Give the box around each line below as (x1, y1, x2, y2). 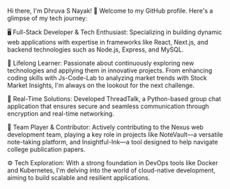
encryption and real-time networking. (7, 109, 115, 118)
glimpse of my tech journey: (7, 14, 88, 22)
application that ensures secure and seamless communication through (7, 102, 209, 110)
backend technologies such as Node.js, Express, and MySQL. (7, 45, 184, 54)
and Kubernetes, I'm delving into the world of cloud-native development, (7, 166, 216, 174)
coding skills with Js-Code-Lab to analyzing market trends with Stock (7, 74, 208, 82)
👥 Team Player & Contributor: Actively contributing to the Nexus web (7, 123, 204, 131)
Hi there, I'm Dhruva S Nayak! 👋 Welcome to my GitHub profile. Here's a (7, 7, 213, 15)
